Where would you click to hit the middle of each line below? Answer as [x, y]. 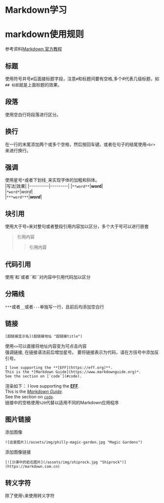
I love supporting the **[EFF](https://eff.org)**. [59, 367]
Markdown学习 [36, 10]
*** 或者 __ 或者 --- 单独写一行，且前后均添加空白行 [55, 307]
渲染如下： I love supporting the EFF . [42, 386]
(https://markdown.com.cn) [33, 467]
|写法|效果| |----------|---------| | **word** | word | [54, 186]
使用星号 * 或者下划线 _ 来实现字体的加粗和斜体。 [52, 180]
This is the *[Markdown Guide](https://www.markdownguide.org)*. [73, 372]
